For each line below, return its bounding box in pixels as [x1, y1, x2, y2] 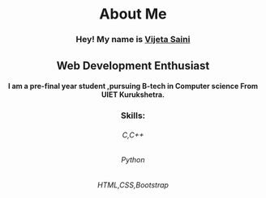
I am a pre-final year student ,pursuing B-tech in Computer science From [7, 82, 259, 91]
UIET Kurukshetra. [101, 90, 165, 99]
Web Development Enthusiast [56, 58, 210, 73]
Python [121, 155, 145, 165]
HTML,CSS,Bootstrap [97, 179, 169, 190]
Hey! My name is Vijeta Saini [75, 34, 191, 45]
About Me [99, 5, 167, 23]
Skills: [120, 110, 146, 121]
